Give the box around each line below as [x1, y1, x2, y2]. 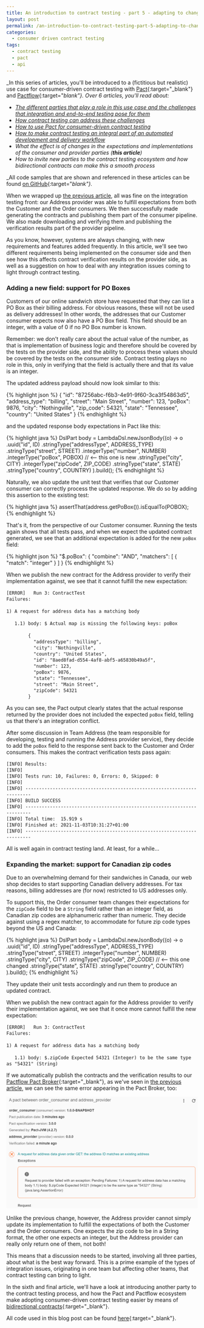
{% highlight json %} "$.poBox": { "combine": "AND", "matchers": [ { [6, 552, 177, 560]
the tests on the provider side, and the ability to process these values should [6, 348, 197, 355]
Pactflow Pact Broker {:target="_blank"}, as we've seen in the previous [6, 1078, 182, 1085]
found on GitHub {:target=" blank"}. [6, 180, 93, 187]
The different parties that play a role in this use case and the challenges [15, 104, 196, 111]
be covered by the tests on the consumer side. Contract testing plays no [6, 354, 187, 362]
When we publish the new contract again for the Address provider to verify [6, 999, 194, 1006]
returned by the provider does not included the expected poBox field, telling [6, 711, 194, 718]
